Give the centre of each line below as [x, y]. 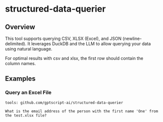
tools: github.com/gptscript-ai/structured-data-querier [64, 103]
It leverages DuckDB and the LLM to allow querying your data [89, 44]
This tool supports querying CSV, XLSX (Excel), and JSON [63, 38]
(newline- [132, 38]
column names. [20, 63]
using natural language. [29, 49]
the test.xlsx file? [26, 115]
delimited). [16, 44]
